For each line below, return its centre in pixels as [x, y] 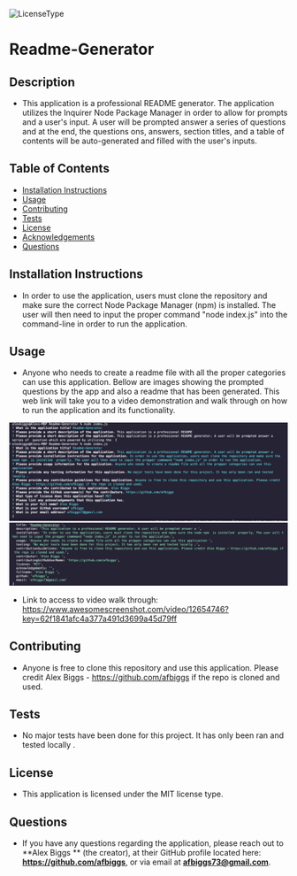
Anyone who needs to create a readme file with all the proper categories [154, 373]
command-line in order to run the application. [104, 324]
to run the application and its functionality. [99, 411]
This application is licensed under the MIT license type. [122, 794]
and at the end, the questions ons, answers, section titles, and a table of [153, 131]
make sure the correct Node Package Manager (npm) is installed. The [149, 304]
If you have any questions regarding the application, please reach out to [153, 843]
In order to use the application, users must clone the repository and [145, 296]
